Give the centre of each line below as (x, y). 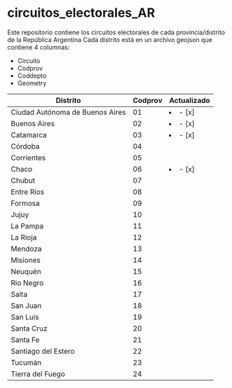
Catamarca (29, 134)
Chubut (23, 180)
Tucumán (26, 362)
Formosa (25, 203)
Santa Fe (25, 340)
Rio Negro (27, 283)
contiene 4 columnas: (39, 47)
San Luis (25, 317)
